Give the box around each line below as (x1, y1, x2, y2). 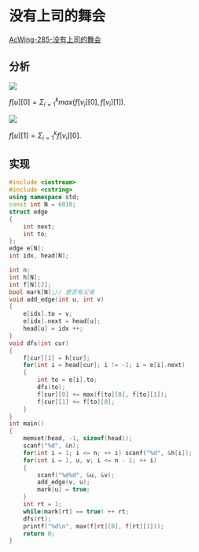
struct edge (9, 208, 48, 216)
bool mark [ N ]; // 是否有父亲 (9, 288, 95, 296)
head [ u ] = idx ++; (23, 324, 83, 333)
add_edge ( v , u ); (37, 478, 90, 487)
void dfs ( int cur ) (9, 339, 69, 347)
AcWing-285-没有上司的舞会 (9, 35, 101, 44)
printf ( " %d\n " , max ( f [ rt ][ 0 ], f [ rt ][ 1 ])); (23, 522, 164, 530)
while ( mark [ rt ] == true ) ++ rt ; (23, 507, 129, 516)
